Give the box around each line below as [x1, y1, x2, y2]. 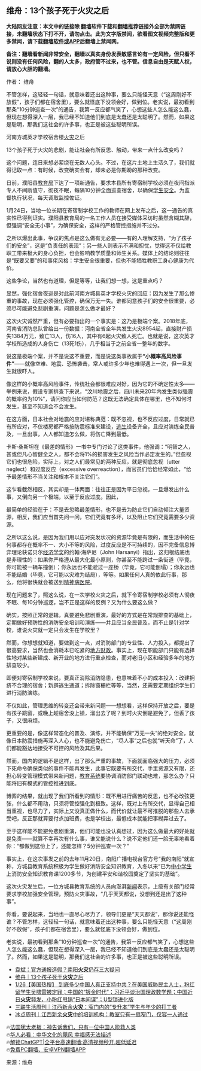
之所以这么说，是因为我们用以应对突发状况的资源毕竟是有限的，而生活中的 [6, 533, 190, 540]
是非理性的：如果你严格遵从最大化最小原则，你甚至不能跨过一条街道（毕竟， [6, 556, 195, 563]
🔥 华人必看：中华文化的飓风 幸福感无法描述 [6, 1031, 112, 1038]
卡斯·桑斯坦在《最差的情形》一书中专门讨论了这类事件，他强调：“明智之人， [6, 443, 194, 450]
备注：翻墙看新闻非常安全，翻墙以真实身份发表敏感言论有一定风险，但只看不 [6, 50, 195, 57]
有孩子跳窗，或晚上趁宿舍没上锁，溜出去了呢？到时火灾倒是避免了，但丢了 [6, 709, 190, 716]
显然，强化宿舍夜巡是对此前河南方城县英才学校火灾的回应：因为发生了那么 [6, 290, 190, 297]
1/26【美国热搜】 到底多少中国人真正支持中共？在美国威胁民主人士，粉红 [14, 981, 195, 988]
